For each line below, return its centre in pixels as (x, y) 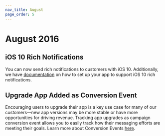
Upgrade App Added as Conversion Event (71, 95)
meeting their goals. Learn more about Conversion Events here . (70, 128)
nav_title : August (24, 10)
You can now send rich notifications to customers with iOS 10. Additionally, (82, 69)
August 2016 (32, 39)
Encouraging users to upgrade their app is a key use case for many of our (81, 107)
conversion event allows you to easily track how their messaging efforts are (83, 123)
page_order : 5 (20, 14)
